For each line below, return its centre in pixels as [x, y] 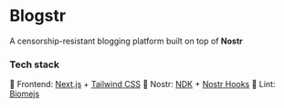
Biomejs [25, 94]
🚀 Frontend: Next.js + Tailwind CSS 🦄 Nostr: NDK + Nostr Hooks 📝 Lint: [142, 84]
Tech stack [34, 64]
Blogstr [38, 16]
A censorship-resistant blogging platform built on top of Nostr [126, 41]
